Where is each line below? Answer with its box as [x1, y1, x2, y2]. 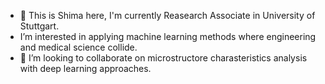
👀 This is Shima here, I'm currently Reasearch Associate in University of [19, 10, 316, 21]
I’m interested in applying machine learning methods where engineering [19, 31, 317, 42]
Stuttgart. [19, 20, 60, 32]
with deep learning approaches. [19, 63, 152, 74]
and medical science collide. [19, 41, 138, 53]
